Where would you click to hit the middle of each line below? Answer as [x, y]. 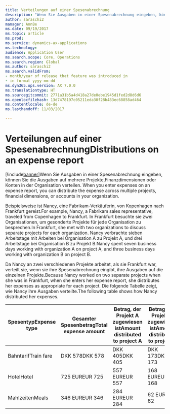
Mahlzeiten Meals [28, 398]
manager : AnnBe [21, 24]
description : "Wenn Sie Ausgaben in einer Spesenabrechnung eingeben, [81, 15]
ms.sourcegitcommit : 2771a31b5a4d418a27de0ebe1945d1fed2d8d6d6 [73, 95]
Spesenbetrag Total [84, 325]
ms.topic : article [25, 34]
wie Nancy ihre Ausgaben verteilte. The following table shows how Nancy [81, 291]
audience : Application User [35, 52]
